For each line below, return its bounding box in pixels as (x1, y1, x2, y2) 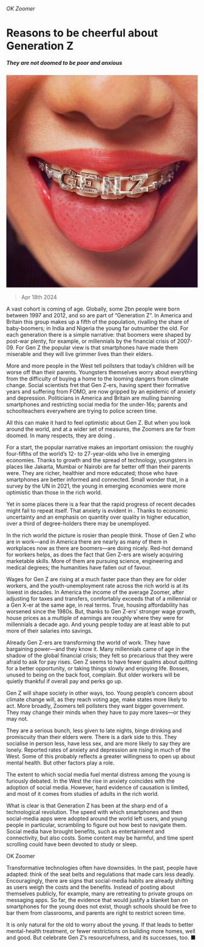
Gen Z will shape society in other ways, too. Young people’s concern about (6, 689, 194, 697)
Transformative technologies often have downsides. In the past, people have (6, 864, 198, 872)
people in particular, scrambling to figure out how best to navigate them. (6, 821, 187, 829)
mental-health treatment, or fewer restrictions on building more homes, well (6, 928, 195, 935)
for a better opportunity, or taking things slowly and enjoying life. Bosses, (6, 665, 189, 672)
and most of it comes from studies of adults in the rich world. (6, 790, 159, 798)
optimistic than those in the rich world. (6, 489, 103, 496)
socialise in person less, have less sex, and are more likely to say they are (6, 740, 191, 747)
